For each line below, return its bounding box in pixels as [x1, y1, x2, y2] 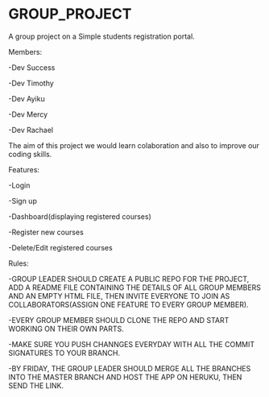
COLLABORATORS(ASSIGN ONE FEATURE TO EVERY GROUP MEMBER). [8, 300, 249, 309]
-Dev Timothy [8, 78, 54, 88]
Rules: [8, 258, 30, 268]
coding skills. [8, 149, 52, 159]
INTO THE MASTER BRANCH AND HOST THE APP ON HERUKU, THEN [8, 372, 242, 382]
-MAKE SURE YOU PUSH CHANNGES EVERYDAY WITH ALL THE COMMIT [8, 339, 255, 349]
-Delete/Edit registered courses [8, 242, 113, 252]
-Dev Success [8, 62, 56, 72]
